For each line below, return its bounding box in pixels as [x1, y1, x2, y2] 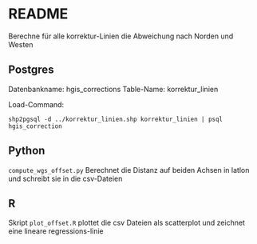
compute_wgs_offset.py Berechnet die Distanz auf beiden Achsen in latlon [8, 165, 250, 174]
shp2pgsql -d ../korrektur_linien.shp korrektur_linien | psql [8, 115, 223, 123]
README [8, 5, 69, 23]
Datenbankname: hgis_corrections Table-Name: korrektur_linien [8, 84, 219, 94]
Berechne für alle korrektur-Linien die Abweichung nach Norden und [8, 31, 234, 41]
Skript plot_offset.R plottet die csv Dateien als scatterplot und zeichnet [8, 218, 246, 228]
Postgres [8, 63, 54, 77]
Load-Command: [8, 99, 65, 109]
